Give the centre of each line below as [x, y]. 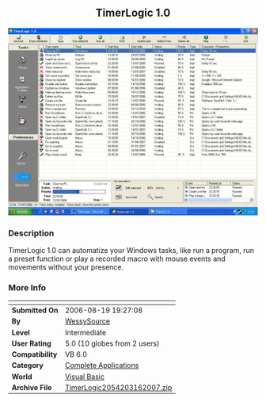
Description [31, 233]
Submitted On [35, 310]
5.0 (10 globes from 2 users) [112, 343]
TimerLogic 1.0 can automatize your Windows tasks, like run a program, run [131, 251]
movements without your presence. [66, 267]
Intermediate [85, 332]
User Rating [31, 343]
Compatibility [34, 354]
